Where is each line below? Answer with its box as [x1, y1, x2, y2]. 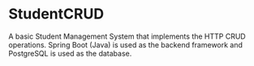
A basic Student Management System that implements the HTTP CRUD [8, 31, 246, 41]
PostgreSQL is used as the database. [8, 48, 132, 58]
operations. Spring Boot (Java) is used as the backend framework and [8, 39, 243, 49]
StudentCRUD [8, 5, 104, 23]
